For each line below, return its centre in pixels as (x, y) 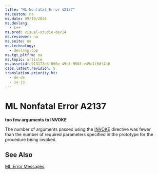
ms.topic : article (24, 59)
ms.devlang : (17, 23)
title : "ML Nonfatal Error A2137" (40, 10)
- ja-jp (17, 82)
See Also (19, 155)
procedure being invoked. (31, 139)
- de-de (17, 77)
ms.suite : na (18, 41)
